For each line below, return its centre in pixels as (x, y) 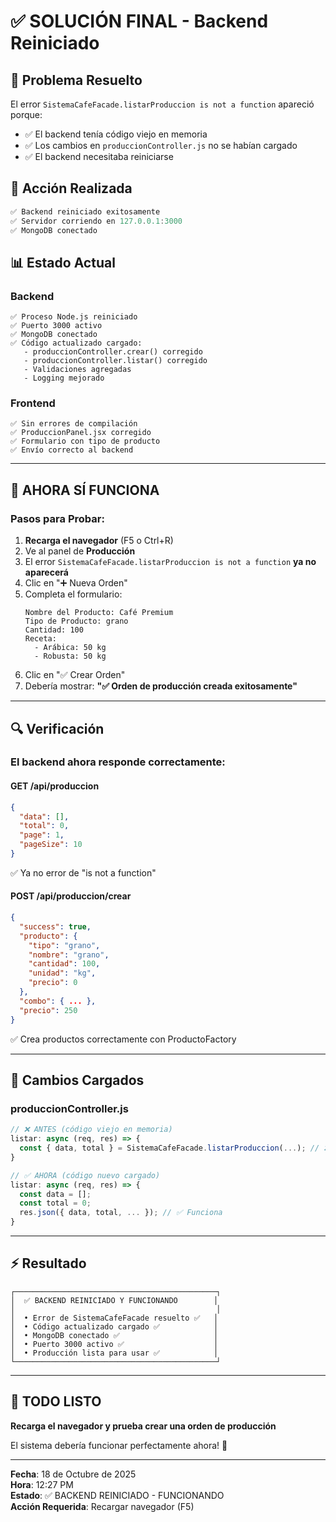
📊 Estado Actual (63, 262)
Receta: (40, 639)
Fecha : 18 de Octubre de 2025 (73, 1474)
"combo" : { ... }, (58, 1001)
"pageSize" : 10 (51, 845)
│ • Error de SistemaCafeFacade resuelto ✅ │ (114, 1318)
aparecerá (46, 572)
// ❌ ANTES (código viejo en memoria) (91, 1130)
